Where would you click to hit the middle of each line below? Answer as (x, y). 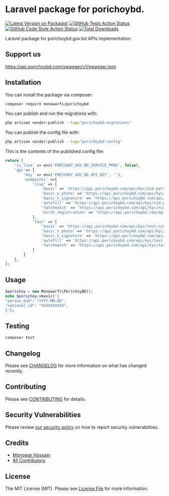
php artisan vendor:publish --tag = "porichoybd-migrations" (68, 123)
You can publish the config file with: (42, 132)
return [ (14, 161)
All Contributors (29, 461)
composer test (20, 338)
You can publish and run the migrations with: (52, 114)
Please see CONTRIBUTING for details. (46, 399)
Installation (23, 83)
